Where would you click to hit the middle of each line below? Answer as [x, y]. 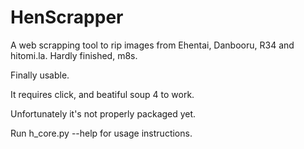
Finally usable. [40, 75]
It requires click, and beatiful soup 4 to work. [102, 94]
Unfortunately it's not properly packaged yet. [103, 113]
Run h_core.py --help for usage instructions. [101, 133]
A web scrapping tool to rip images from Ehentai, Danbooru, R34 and [152, 45]
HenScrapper [67, 17]
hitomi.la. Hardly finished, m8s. [74, 55]
